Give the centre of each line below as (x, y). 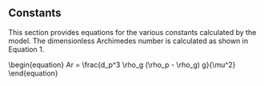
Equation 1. (26, 49)
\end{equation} (33, 73)
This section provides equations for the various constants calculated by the (132, 32)
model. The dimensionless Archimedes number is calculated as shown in (128, 41)
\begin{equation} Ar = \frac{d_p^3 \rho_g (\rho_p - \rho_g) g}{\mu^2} (122, 64)
